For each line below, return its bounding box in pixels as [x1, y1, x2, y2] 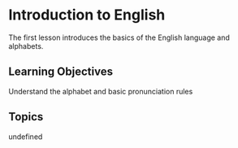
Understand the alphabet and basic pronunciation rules [8, 86, 193, 96]
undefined [8, 132, 43, 141]
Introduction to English [8, 6, 166, 24]
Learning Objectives [8, 65, 114, 79]
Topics [8, 110, 44, 124]
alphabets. [8, 41, 44, 50]
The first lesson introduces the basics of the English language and [8, 33, 230, 42]
